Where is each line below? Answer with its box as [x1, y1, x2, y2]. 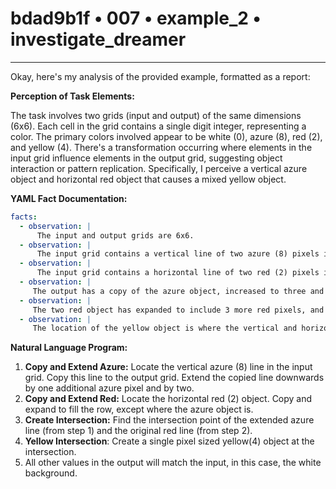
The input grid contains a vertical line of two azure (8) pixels [36, 249, 320, 259]
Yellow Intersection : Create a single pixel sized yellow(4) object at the [24, 435, 315, 447]
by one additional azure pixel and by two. [24, 382, 195, 394]
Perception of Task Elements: [10, 90, 135, 102]
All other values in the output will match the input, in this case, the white [24, 457, 322, 469]
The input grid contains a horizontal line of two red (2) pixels [36, 268, 320, 278]
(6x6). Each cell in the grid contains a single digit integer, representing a [10, 120, 307, 132]
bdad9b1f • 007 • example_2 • [10, 7, 262, 30]
